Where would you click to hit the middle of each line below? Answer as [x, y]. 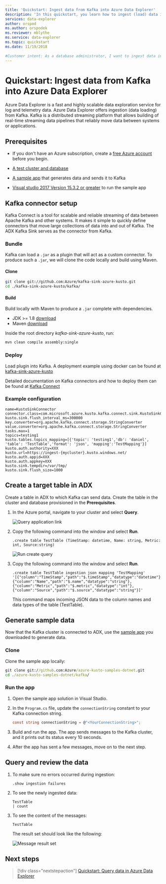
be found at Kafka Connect [33, 386]
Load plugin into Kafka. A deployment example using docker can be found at [83, 366]
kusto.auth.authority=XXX [32, 448]
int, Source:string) [33, 545]
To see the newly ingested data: [45, 793]
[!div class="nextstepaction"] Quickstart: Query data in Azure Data [85, 871]
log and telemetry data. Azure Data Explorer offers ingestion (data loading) [81, 110]
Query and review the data [47, 763]
